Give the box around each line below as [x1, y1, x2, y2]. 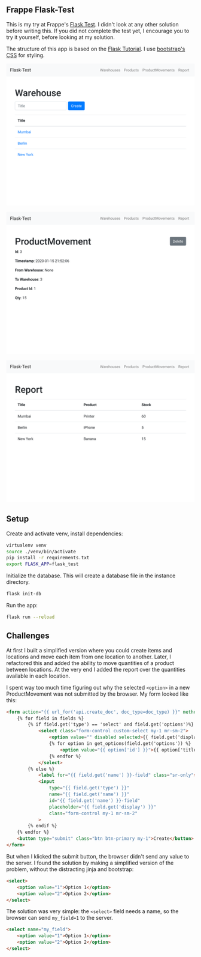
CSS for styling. [6, 51, 45, 59]
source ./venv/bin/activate [6, 548, 77, 554]
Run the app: [6, 602, 38, 609]
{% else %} [28, 766, 55, 772]
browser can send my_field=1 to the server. [6, 914, 114, 922]
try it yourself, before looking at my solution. [6, 33, 115, 41]
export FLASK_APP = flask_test [6, 561, 79, 567]
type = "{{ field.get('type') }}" [48, 785, 130, 791]
